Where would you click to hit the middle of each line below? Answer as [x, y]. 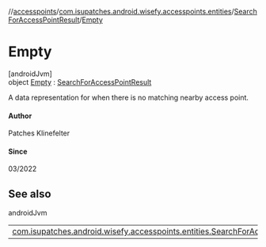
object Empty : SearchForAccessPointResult [80, 82]
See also [30, 194]
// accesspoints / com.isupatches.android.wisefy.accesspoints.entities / [122, 11]
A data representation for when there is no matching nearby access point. [129, 97]
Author [20, 116]
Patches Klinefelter [39, 133]
